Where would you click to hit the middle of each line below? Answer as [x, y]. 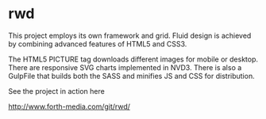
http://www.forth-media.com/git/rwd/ [69, 106]
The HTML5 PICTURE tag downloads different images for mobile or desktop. [133, 59]
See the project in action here [56, 91]
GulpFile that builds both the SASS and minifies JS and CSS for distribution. [132, 76]
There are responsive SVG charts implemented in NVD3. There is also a [125, 67]
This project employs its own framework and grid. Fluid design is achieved [130, 35]
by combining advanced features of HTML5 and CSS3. [98, 43]
